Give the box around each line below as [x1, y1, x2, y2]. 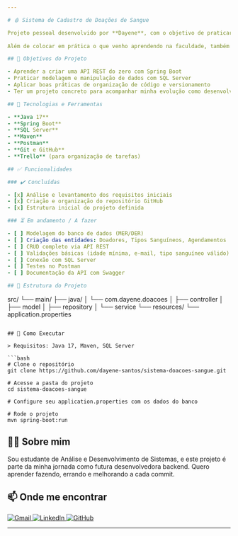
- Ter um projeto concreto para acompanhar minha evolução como [7, 88, 201, 95]
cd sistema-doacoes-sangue [7, 386, 87, 393]
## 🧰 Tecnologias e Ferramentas [7, 101, 103, 108]
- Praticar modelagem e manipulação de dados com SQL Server [7, 75, 192, 82]
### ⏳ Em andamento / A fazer [7, 217, 97, 224]
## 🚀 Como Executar [7, 330, 65, 337]
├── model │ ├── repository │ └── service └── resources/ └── [7, 302, 200, 311]
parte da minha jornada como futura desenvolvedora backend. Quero [7, 462, 210, 471]
